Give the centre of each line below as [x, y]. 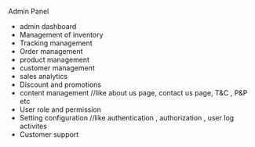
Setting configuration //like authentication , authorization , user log [127, 118]
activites [33, 126]
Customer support [49, 134]
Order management [51, 51]
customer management [57, 68]
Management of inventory [61, 35]
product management [55, 59]
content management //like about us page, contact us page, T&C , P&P [133, 93]
